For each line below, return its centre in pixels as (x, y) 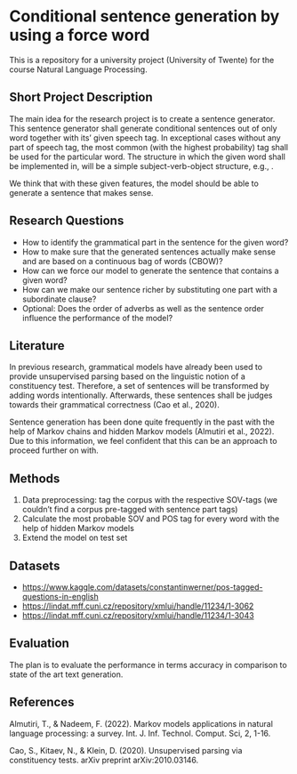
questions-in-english (60, 597)
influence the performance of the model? (97, 318)
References (42, 702)
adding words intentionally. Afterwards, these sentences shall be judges (141, 395)
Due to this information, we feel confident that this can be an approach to (143, 441)
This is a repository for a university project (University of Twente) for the (142, 60)
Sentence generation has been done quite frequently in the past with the (142, 422)
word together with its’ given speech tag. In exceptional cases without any (145, 137)
